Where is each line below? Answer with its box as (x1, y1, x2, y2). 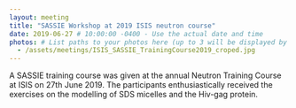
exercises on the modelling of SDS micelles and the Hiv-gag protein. (9, 89, 259, 100)
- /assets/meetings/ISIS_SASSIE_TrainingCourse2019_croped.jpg (17, 46, 255, 55)
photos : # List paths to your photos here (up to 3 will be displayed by (9, 37, 288, 47)
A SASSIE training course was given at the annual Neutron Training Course (9, 70, 282, 81)
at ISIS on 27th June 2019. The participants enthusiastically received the (9, 80, 273, 90)
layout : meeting (9, 12, 69, 22)
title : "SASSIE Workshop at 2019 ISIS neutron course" (9, 21, 216, 30)
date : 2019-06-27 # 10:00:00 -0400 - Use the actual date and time (9, 29, 264, 38)
